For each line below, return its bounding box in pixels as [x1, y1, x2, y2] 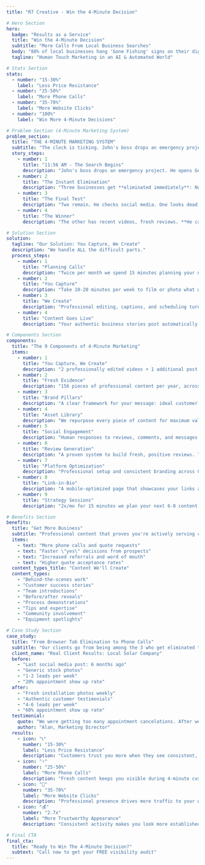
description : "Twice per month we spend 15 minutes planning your [22, 270, 195, 276]
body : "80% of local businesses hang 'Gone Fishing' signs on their [12, 48, 190, 55]
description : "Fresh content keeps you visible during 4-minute [22, 776, 190, 782]
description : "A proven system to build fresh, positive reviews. [22, 451, 195, 458]
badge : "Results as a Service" [12, 31, 92, 37]
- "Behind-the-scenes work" [17, 576, 88, 583]
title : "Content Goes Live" [22, 315, 95, 322]
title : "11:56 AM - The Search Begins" [22, 162, 124, 168]
